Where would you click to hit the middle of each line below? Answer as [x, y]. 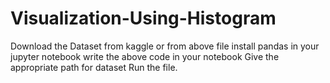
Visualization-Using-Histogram [143, 18]
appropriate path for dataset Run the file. [94, 67]
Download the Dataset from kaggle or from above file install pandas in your [165, 46]
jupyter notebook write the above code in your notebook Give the [145, 56]
